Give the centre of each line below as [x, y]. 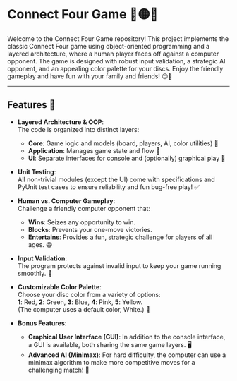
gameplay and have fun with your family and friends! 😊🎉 [90, 76]
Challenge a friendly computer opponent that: [84, 208]
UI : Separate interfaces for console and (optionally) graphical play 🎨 [127, 158]
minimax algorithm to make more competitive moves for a [111, 362]
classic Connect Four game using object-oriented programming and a [109, 46]
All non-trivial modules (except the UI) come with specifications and [116, 179]
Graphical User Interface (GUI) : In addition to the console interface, [127, 337]
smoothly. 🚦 [35, 273]
